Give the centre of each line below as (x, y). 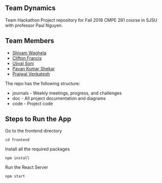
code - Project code (32, 103)
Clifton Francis (27, 58)
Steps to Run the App (38, 119)
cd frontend (17, 140)
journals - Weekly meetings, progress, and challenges (67, 93)
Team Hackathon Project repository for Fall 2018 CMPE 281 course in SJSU (81, 20)
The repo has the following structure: (43, 83)
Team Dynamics (30, 8)
